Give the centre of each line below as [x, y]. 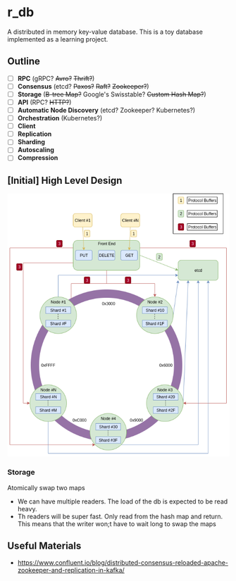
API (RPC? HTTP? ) [44, 102]
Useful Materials [44, 546]
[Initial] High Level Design [65, 180]
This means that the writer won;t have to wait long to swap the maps [117, 524]
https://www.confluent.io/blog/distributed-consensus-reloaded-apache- [123, 563]
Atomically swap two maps [46, 487]
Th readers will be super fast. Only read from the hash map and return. [120, 516]
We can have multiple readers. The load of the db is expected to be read [123, 501]
